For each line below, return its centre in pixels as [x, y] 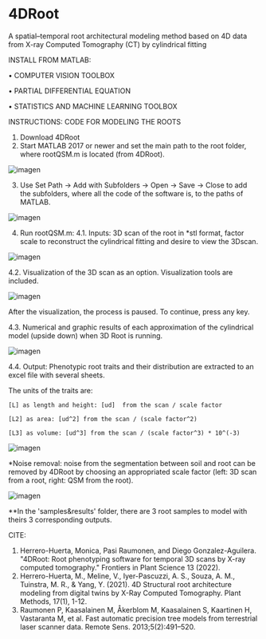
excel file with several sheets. [57, 375]
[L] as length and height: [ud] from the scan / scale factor [115, 405]
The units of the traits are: [51, 390]
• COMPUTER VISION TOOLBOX [62, 75]
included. [23, 281]
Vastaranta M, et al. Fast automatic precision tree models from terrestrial [139, 618]
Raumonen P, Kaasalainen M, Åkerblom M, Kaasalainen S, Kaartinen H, [136, 609]
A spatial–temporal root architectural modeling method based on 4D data [128, 36]
